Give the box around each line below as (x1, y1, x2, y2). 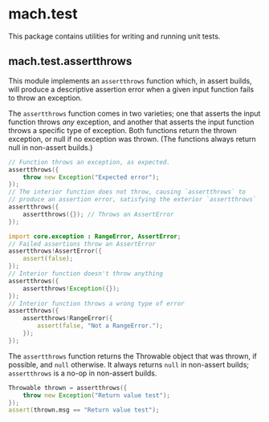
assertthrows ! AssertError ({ (8, 247, 103, 255)
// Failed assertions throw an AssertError (8, 240, 157, 248)
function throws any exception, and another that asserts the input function (8, 117, 255, 127)
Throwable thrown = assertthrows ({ (8, 383, 128, 392)
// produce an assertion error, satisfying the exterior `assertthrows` (8, 196, 257, 204)
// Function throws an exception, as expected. (8, 158, 171, 166)
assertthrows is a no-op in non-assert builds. (8, 368, 157, 378)
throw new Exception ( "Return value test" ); (22, 391, 171, 400)
